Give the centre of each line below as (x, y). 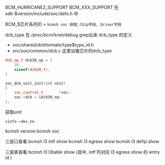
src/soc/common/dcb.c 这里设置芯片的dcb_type (62, 51)
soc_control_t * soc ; (42, 92)
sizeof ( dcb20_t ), (32, 69)
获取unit (13, 112)
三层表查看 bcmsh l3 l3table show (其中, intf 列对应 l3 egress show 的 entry (82, 152)
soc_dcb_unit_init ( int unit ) (35, 83)
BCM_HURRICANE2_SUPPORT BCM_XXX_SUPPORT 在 (62, 7)
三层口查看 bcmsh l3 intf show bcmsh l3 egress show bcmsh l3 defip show (82, 141)
